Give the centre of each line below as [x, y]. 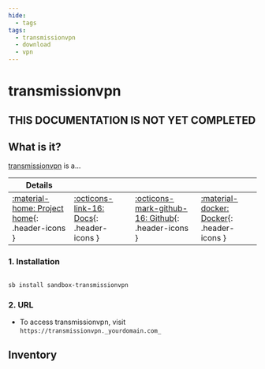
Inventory [33, 355]
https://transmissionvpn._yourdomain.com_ [90, 331]
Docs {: [86, 218]
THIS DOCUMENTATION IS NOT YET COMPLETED [132, 120]
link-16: [89, 208]
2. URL [21, 304]
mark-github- [161, 208]
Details [39, 185]
